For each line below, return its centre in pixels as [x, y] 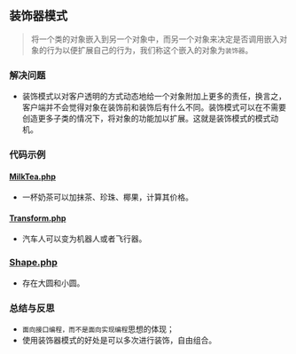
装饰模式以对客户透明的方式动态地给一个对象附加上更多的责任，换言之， [154, 97]
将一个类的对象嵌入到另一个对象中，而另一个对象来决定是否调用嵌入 [155, 39]
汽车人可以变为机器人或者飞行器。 [84, 239]
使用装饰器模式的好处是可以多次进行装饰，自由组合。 [119, 341]
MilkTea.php [32, 177]
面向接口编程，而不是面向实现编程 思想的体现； [98, 329]
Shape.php [33, 263]
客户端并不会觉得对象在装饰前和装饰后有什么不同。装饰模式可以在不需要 [154, 107]
